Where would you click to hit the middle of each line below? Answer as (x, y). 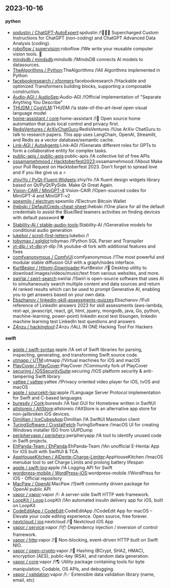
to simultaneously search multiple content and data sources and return (86, 284)
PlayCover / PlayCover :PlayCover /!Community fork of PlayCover (80, 365)
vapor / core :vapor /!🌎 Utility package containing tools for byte (79, 561)
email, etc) (24, 580)
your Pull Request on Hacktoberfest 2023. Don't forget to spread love (85, 167)
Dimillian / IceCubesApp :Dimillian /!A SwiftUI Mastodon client (76, 419)
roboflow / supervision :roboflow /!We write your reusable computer (83, 48)
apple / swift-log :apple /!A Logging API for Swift (62, 467)
